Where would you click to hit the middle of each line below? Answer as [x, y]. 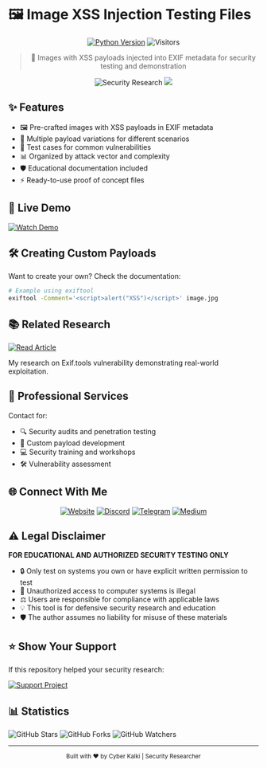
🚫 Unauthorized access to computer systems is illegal [108, 591]
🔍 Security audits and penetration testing [88, 431]
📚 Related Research [60, 324]
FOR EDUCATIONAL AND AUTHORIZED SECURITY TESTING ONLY [118, 555]
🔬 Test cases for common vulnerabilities [85, 147]
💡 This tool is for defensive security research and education [118, 608]
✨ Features [36, 108]
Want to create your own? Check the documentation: [95, 276]
